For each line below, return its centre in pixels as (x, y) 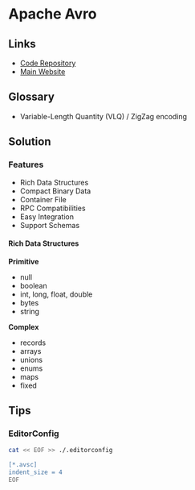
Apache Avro (53, 14)
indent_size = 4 (35, 472)
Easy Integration (47, 216)
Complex (24, 326)
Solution (30, 142)
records (33, 343)
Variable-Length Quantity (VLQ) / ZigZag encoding (103, 116)
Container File (43, 199)
